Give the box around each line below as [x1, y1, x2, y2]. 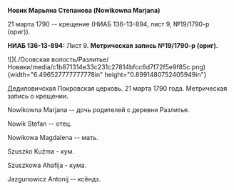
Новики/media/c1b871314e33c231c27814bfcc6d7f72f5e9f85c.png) [7, 63, 205, 71]
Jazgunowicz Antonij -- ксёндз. [7, 175, 101, 183]
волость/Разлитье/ [51, 55, 109, 64]
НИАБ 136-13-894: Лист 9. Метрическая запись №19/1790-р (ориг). [7, 41, 219, 49]
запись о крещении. [7, 92, 69, 100]
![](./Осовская [7, 55, 50, 64]
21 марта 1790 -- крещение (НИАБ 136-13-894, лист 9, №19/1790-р [7, 20, 210, 28]
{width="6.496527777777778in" [7, 71, 103, 79]
